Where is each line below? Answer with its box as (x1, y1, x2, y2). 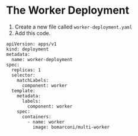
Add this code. (14, 29, 51, 36)
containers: (21, 113, 52, 119)
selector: (11, 72, 36, 78)
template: (11, 87, 36, 94)
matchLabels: (17, 77, 49, 83)
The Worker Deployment (6, 4, 130, 17)
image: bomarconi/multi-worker (32, 124, 110, 130)
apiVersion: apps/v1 (6, 41, 57, 47)
